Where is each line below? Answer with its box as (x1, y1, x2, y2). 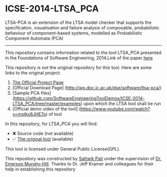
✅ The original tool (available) (12, 136, 74, 142)
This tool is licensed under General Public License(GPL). (5, 146, 120, 152)
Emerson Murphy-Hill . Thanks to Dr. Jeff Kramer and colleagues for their (5, 161, 154, 167)
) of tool (46, 111, 62, 117)
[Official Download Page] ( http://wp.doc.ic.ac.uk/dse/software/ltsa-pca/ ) (12, 85, 162, 90)
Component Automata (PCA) (5, 35, 64, 41)
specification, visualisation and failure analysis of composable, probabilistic (5, 24, 160, 30)
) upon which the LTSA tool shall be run (80, 100, 162, 106)
